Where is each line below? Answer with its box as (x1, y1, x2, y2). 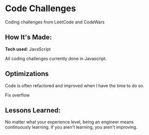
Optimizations (5, 70, 49, 78)
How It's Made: (5, 33, 52, 41)
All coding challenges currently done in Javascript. (5, 56, 107, 61)
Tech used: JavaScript (5, 46, 51, 52)
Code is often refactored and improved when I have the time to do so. (5, 82, 145, 88)
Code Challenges (5, 3, 76, 14)
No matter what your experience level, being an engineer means (5, 119, 134, 125)
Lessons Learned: (5, 106, 61, 115)
